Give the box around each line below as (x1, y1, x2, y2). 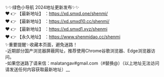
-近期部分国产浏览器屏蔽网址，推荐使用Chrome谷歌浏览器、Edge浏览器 (5, 48, 151, 54)
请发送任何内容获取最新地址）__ (5, 67, 70, 72)
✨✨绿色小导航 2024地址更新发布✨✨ (5, 4, 79, 10)
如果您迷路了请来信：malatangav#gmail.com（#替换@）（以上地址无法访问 (7, 60, 160, 66)
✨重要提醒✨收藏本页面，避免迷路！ (5, 42, 78, 47)
